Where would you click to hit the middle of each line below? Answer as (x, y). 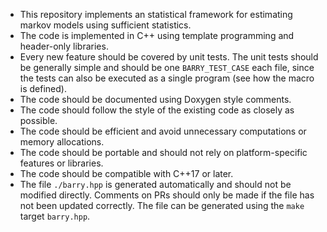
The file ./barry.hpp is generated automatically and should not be (155, 184)
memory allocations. (62, 142)
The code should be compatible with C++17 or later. (126, 173)
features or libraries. (61, 163)
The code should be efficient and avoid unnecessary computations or (163, 131)
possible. (38, 120)
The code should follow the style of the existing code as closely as (157, 110)
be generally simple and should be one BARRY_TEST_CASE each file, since (167, 67)
